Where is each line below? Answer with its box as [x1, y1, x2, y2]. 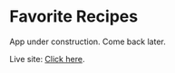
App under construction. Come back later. [9, 36, 166, 47]
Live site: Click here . [9, 53, 85, 64]
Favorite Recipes [9, 6, 139, 27]
